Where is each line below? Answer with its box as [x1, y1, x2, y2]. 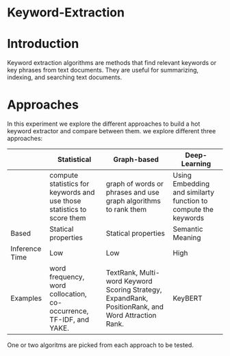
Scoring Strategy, [105, 285, 162, 295]
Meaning [172, 233, 201, 243]
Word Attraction [105, 311, 157, 320]
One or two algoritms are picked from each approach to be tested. [7, 341, 194, 349]
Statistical [57, 155, 92, 165]
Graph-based [113, 155, 159, 165]
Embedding [172, 179, 210, 189]
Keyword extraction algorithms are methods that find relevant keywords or [7, 59, 217, 67]
